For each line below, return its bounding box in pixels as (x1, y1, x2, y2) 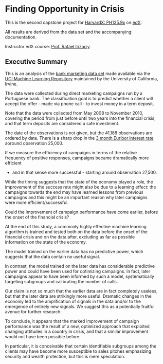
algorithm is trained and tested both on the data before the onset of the (5, 229, 148, 235)
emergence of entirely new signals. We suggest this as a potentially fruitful (5, 303, 155, 309)
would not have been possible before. (5, 333, 81, 339)
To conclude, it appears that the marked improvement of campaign (5, 318, 139, 324)
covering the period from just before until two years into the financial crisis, (5, 115, 156, 121)
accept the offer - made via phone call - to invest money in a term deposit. (5, 101, 154, 107)
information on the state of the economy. (5, 239, 87, 245)
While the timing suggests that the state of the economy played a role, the (5, 179, 153, 184)
